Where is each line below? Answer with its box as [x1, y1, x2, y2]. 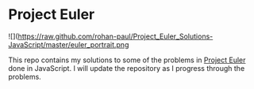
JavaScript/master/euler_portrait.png [8, 39, 129, 49]
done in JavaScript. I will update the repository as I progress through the [8, 63, 245, 72]
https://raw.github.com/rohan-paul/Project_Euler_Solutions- [17, 32, 214, 41]
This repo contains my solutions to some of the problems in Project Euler [8, 55, 246, 65]
